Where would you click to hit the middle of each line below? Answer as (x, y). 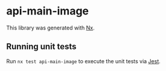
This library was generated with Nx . (50, 28)
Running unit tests (41, 47)
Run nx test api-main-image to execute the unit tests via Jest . (84, 61)
